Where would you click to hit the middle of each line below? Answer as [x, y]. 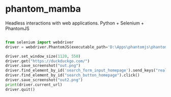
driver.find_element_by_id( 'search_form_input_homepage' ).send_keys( [81, 70]
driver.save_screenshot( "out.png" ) [43, 66]
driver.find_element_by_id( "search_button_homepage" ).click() [73, 75]
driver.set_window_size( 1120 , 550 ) [43, 56]
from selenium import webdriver [39, 42]
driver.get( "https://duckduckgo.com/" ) [48, 61]
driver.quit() [20, 89]
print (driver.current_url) [34, 85]
